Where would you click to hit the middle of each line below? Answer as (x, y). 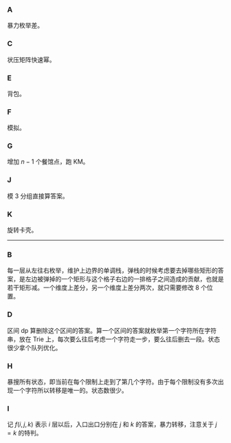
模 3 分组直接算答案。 (38, 196)
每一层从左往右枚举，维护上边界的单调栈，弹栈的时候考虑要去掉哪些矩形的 (112, 270)
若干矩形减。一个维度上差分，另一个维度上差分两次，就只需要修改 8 (103, 288)
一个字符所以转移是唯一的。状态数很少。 (70, 390)
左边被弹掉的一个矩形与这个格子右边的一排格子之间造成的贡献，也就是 (124, 279)
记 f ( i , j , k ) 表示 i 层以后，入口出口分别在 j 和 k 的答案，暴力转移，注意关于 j (112, 424)
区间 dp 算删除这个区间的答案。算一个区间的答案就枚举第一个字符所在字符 (112, 330)
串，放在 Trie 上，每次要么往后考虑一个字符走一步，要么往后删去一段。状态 (114, 339)
